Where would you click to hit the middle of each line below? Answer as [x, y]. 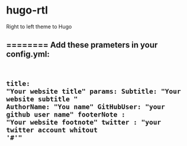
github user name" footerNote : [66, 114]
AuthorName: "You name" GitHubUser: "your [86, 107]
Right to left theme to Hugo [39, 26]
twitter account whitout [52, 130]
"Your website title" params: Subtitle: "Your [94, 91]
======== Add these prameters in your [82, 45]
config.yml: [28, 54]
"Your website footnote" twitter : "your [84, 122]
